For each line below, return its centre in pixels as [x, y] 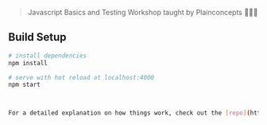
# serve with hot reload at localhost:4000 [81, 77]
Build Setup [37, 37]
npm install [28, 63]
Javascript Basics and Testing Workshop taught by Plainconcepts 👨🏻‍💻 [143, 12]
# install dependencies [48, 56]
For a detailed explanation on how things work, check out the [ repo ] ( [129, 113]
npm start [25, 85]
